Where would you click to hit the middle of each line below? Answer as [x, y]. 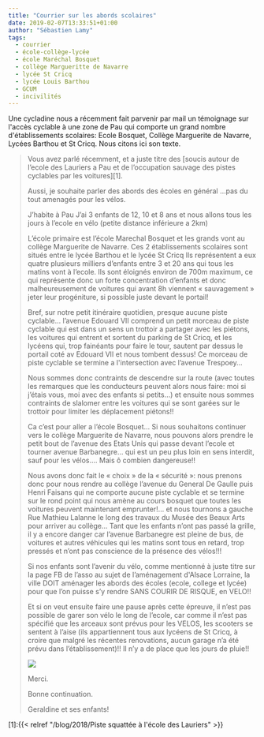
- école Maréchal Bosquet [58, 60]
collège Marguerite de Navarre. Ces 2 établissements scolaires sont [138, 247]
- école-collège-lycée [52, 52]
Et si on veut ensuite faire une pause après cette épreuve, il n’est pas [139, 607]
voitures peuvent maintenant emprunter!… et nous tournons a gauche [140, 509]
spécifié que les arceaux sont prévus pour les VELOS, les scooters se [140, 623]
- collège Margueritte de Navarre [72, 67]
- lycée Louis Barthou [52, 81]
